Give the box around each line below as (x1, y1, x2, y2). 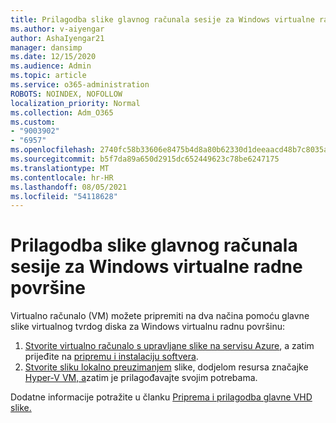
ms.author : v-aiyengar (10, 24, 105, 34)
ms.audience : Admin (10, 61, 92, 71)
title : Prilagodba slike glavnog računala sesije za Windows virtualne (10, 14, 315, 25)
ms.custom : (10, 117, 56, 127)
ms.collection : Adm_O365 (10, 107, 114, 118)
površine (10, 277, 86, 300)
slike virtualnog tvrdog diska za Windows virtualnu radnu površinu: (10, 321, 285, 333)
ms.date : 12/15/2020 (10, 52, 97, 62)
